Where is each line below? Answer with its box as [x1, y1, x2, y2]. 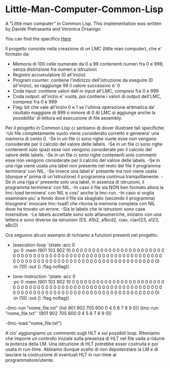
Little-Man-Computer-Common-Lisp [5, 4, 164, 15]
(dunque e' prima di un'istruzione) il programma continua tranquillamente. [5, 173, 160, 179]
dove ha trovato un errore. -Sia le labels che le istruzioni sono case [5, 206, 146, 212]
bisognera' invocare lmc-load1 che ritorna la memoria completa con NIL [5, 200, 156, 207]
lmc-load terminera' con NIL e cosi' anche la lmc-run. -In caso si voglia [5, 189, 154, 195]
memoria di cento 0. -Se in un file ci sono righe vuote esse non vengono [5, 135, 157, 141]
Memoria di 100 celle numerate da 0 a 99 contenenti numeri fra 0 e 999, [12, 61, 164, 67]
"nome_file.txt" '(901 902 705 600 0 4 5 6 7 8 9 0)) [5, 310, 112, 316]
